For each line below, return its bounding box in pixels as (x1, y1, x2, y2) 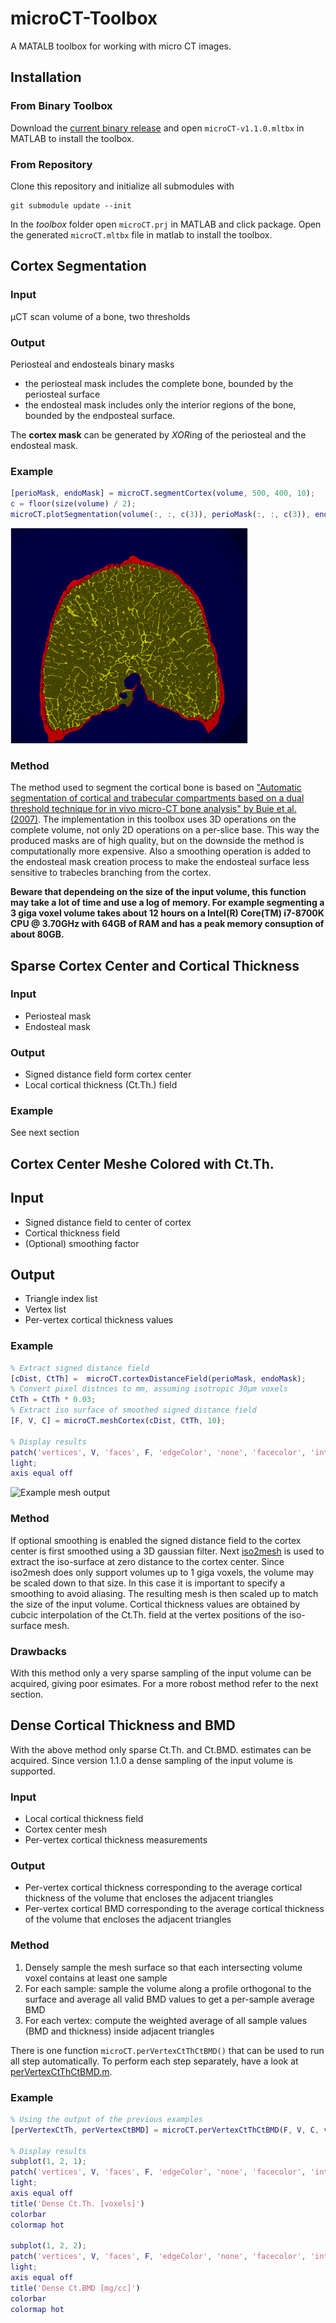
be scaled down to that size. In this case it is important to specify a (10, 1577, 286, 1589)
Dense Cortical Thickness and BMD (10, 1717, 236, 1734)
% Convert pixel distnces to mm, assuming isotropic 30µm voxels (10, 1384, 288, 1394)
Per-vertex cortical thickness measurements (24, 1834, 208, 1846)
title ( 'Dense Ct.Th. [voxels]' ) (10, 2198, 145, 2209)
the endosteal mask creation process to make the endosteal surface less (10, 856, 310, 868)
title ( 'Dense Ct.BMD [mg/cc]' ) (10, 2283, 141, 2293)
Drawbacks (10, 1644, 67, 1658)
